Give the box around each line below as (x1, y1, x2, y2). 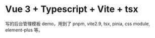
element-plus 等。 (5, 26, 43, 33)
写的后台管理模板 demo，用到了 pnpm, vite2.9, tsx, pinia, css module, (5, 20, 150, 26)
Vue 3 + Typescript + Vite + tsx (5, 3, 138, 15)
